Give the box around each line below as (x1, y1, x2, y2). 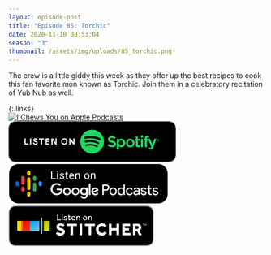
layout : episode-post (8, 13, 82, 21)
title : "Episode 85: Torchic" (8, 21, 111, 30)
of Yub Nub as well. (8, 88, 74, 97)
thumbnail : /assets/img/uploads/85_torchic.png (8, 47, 173, 56)
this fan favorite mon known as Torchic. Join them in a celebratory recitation (8, 80, 264, 89)
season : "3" (8, 39, 49, 47)
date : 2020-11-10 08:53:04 (8, 30, 100, 38)
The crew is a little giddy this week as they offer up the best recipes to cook (8, 71, 262, 80)
